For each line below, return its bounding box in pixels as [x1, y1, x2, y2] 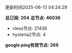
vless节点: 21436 [12, 25, 47, 31]
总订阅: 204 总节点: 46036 [5, 15, 61, 21]
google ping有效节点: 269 [5, 42, 59, 48]
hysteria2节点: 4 [12, 32, 46, 37]
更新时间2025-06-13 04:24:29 [5, 4, 68, 10]
